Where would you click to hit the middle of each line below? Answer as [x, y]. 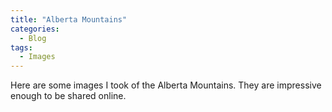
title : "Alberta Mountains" [69, 19]
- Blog [33, 38]
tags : [21, 47]
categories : [35, 29]
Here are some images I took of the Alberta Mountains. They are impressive [166, 85]
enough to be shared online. [68, 96]
